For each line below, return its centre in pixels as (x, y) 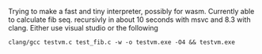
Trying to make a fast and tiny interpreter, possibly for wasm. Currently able (131, 11)
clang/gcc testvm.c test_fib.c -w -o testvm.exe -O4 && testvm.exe (122, 42)
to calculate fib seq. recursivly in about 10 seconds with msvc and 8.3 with (129, 20)
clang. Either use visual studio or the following (83, 28)
